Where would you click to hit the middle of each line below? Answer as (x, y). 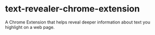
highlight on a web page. (30, 27)
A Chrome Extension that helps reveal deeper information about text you (77, 22)
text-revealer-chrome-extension (72, 9)
